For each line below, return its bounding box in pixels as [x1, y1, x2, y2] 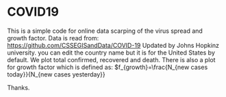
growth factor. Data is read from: [7, 33, 99, 42]
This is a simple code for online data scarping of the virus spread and [7, 27, 203, 35]
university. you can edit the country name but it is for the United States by [7, 48, 216, 57]
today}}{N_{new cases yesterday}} [7, 70, 106, 79]
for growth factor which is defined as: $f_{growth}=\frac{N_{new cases [7, 63, 208, 71]
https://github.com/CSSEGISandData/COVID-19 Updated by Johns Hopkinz [7, 41, 220, 49]
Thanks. [7, 83, 30, 92]
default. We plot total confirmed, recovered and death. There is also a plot [7, 55, 216, 64]
